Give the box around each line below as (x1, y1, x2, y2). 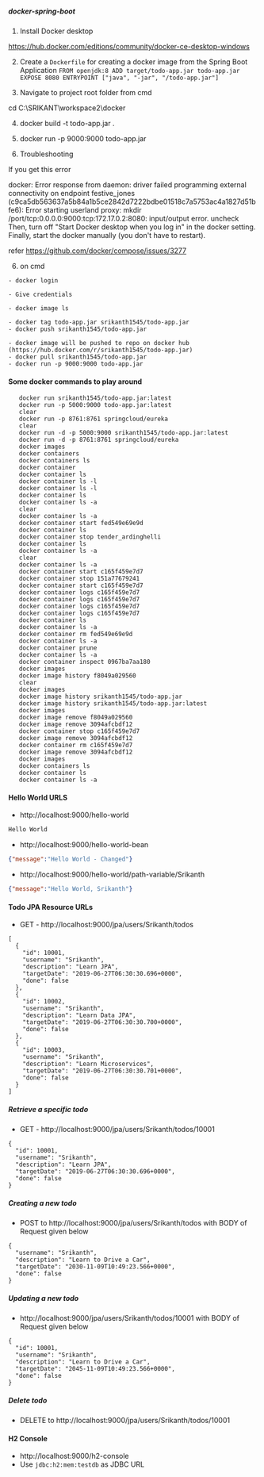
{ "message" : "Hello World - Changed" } (8, 855, 133, 864)
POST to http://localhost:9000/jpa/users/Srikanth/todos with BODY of (19, 1218, 247, 1228)
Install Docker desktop (19, 26, 94, 36)
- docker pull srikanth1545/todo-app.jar (8, 353, 147, 361)
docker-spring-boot (8, 6, 75, 16)
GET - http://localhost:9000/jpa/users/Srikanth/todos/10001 (19, 1125, 216, 1134)
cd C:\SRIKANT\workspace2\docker (8, 103, 126, 113)
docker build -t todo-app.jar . (19, 118, 115, 128)
